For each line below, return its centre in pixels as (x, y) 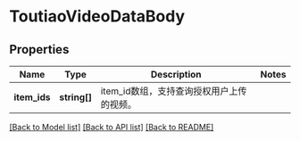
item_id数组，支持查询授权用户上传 (174, 91)
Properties (39, 50)
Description (176, 75)
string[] (75, 97)
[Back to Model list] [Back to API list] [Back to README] (112, 127)
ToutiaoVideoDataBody (97, 17)
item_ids (32, 97)
